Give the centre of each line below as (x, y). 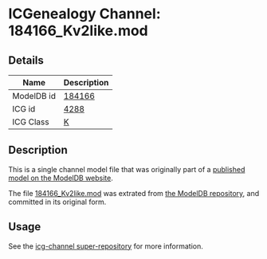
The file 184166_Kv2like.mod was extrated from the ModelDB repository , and (134, 193)
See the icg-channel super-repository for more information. (106, 246)
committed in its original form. (57, 202)
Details (26, 60)
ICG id (24, 109)
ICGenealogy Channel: (84, 14)
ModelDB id (34, 96)
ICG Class (31, 122)
